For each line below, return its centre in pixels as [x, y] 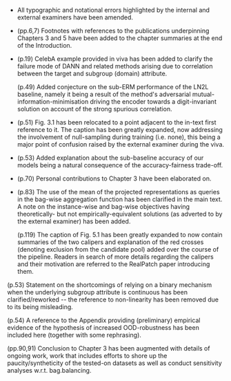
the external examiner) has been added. [74, 221]
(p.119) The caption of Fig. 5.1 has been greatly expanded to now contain [120, 235]
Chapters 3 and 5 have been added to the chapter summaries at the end [120, 38]
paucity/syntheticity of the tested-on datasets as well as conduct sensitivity [114, 363]
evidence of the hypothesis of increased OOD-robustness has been [103, 327]
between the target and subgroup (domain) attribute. [92, 73]
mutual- [203, 94]
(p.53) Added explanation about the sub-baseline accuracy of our [110, 158]
